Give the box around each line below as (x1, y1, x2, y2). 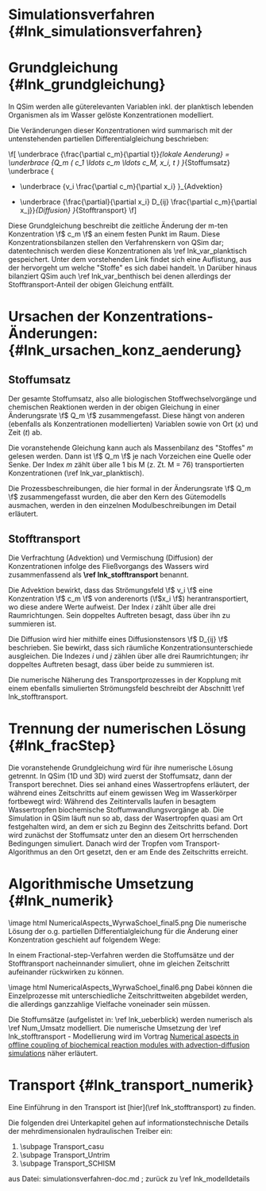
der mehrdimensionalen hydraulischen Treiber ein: (8, 1126, 173, 1135)
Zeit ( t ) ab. (8, 428, 43, 437)
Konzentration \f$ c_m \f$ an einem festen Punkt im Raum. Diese (8, 229, 221, 239)
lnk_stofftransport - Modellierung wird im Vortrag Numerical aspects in (8, 1032, 240, 1041)
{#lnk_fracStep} (8, 736, 117, 755)
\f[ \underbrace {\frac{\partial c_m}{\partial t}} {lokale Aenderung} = (8, 149, 230, 159)
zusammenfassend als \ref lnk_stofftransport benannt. (8, 570, 189, 579)
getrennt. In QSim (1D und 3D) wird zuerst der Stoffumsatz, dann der (8, 771, 233, 781)
